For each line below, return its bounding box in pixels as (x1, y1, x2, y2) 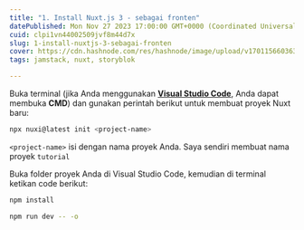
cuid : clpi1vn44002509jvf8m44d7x (9, 30, 136, 39)
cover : (9, 47, 34, 56)
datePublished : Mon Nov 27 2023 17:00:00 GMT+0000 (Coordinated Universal (9, 22, 298, 31)
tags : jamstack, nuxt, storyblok (9, 55, 136, 64)
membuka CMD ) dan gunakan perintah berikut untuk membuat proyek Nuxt (9, 98, 291, 109)
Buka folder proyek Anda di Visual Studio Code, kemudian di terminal (9, 168, 267, 179)
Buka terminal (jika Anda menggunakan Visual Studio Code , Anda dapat (9, 88, 279, 99)
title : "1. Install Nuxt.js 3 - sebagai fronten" (9, 13, 201, 23)
